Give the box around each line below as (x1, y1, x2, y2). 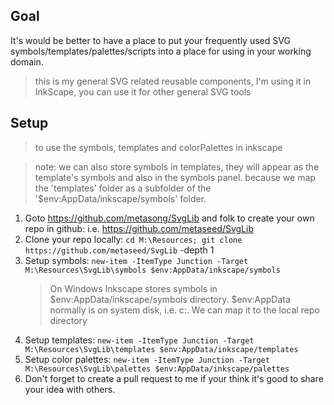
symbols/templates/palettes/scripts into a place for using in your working (10, 45, 312, 57)
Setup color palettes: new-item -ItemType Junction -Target (24, 353, 270, 365)
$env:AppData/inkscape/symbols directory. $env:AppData (49, 293, 291, 305)
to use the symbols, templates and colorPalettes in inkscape (34, 141, 283, 153)
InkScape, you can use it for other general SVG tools (34, 85, 252, 98)
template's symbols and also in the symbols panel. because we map (34, 171, 316, 183)
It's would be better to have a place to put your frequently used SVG (10, 34, 291, 46)
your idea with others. (24, 383, 116, 395)
